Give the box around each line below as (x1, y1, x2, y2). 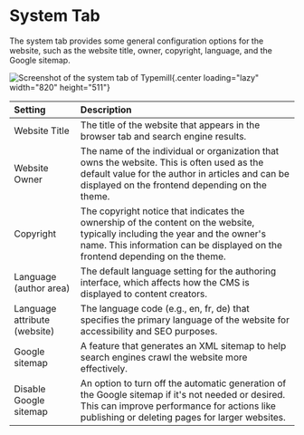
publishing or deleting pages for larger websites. (80, 411, 287, 423)
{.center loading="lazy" (171, 72, 260, 82)
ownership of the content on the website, (80, 216, 255, 228)
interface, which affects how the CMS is (80, 275, 251, 288)
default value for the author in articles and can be (80, 167, 290, 179)
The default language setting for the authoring (80, 265, 277, 277)
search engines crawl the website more (80, 351, 248, 363)
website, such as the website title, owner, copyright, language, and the (9, 44, 273, 55)
